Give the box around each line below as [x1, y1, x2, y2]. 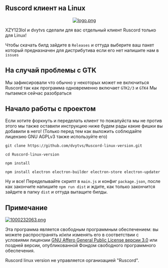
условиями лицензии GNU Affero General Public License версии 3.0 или [5, 237, 157, 243]
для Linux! [5, 32, 27, 38]
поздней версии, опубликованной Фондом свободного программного [5, 242, 156, 248]
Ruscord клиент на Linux [5, 4, 86, 12]
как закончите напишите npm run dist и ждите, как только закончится [5, 183, 155, 189]
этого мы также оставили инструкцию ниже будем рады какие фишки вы [5, 123, 163, 129]
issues [5, 52, 19, 57]
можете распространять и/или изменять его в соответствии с [5, 232, 139, 238]
